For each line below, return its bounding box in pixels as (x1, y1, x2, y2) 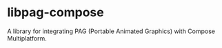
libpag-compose (7, 5, 105, 20)
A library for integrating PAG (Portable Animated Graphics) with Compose (7, 27, 216, 35)
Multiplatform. (7, 34, 47, 42)
